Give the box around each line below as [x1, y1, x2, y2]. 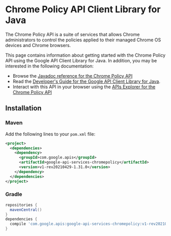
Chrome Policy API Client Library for [5, 4, 161, 15]
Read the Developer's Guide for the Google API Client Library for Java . [12, 78, 161, 84]
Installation [5, 104, 42, 113]
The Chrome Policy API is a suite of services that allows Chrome [5, 31, 140, 37]
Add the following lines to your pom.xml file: [5, 131, 96, 137]
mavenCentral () [10, 207, 42, 213]
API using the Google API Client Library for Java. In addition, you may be [5, 57, 157, 63]
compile [10, 221, 26, 227]
